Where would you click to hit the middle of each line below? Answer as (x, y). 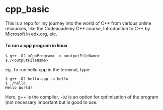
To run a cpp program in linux (36, 45)
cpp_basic (27, 9)
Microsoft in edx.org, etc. (31, 34)
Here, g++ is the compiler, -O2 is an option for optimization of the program (82, 97)
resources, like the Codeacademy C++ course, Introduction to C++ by (78, 28)
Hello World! (19, 88)
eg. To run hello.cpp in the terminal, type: (48, 70)
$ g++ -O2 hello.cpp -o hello (37, 79)
